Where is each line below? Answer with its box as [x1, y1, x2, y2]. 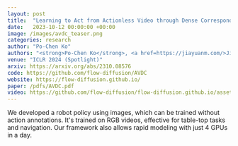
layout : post [7, 10, 46, 18]
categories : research [7, 37, 72, 44]
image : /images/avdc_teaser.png [7, 30, 103, 37]
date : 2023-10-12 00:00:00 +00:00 [7, 23, 115, 30]
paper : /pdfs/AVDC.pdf [7, 83, 74, 90]
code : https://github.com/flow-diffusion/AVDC [7, 69, 147, 76]
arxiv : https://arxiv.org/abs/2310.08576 [7, 63, 132, 70]
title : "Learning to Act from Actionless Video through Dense [7, 17, 198, 24]
